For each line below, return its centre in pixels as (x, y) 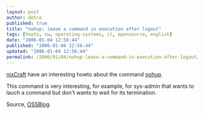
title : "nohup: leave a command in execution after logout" (84, 29)
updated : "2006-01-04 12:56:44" (47, 52)
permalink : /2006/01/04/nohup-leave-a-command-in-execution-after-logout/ (103, 57)
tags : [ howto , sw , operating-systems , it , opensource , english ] (89, 35)
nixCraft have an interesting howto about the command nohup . (84, 74)
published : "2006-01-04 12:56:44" (50, 46)
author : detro (24, 18)
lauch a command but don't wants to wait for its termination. (81, 92)
